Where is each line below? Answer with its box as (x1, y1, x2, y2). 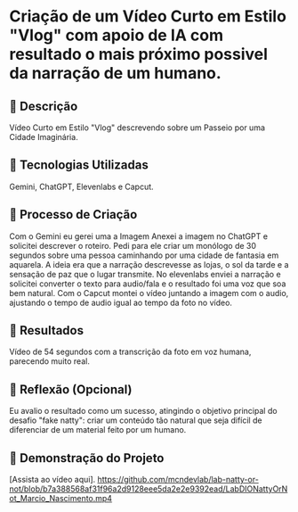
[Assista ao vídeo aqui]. (9, 475, 96, 485)
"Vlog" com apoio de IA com (9, 25, 224, 45)
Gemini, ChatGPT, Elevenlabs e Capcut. (9, 181, 154, 192)
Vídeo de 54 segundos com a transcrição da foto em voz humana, (9, 346, 252, 358)
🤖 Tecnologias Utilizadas (9, 158, 149, 173)
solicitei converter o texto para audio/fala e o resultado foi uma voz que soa (9, 278, 286, 289)
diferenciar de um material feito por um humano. (9, 425, 187, 435)
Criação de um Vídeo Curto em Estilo (9, 6, 287, 27)
